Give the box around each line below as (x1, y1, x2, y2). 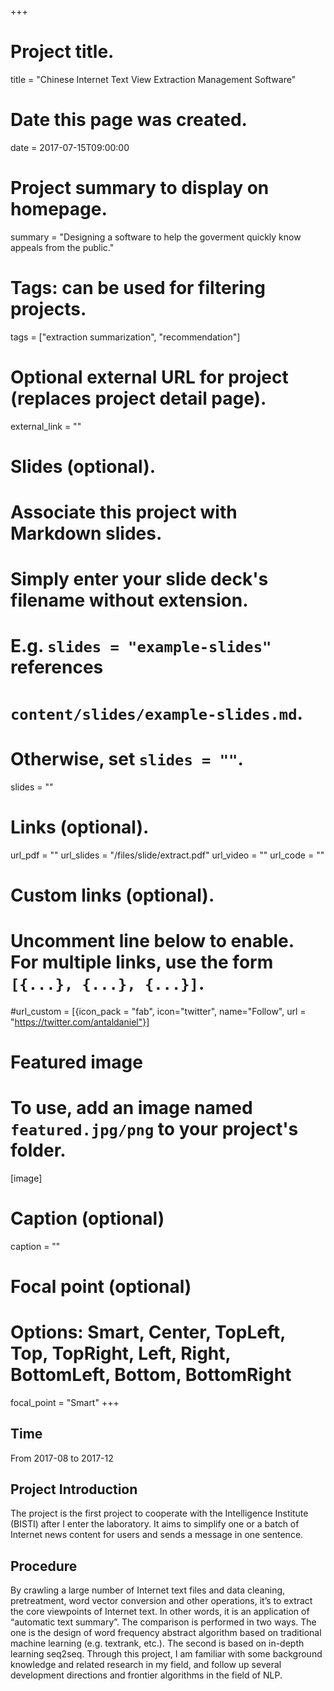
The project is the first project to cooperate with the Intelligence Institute (10, 1507, 309, 1520)
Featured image (10, 1051, 143, 1073)
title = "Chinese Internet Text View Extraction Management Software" (10, 73, 297, 85)
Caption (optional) (10, 1207, 165, 1230)
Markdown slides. (10, 522, 163, 545)
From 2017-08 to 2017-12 (10, 1452, 114, 1464)
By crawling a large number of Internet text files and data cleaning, (10, 1584, 286, 1596)
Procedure (10, 1557, 78, 1575)
